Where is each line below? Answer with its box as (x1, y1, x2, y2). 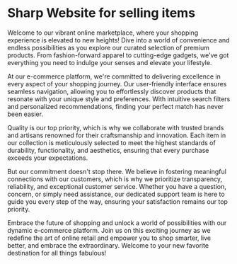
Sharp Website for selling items (7, 5, 196, 21)
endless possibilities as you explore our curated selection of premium (7, 43, 210, 52)
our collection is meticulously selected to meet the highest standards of (7, 138, 216, 147)
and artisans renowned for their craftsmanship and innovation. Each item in (7, 131, 226, 139)
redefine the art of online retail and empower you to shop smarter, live (7, 234, 211, 242)
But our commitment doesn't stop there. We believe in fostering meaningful (7, 167, 226, 176)
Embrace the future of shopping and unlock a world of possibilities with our (7, 218, 227, 227)
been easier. (7, 110, 44, 118)
